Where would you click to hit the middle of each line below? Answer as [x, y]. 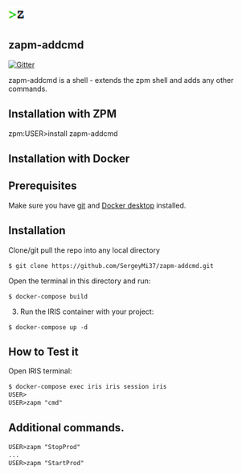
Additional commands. [66, 428]
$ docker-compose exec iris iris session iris [88, 387]
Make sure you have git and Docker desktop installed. [97, 205]
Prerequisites [43, 186]
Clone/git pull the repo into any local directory [84, 250]
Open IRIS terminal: [40, 371]
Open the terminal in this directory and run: [80, 281]
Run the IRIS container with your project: [87, 311]
